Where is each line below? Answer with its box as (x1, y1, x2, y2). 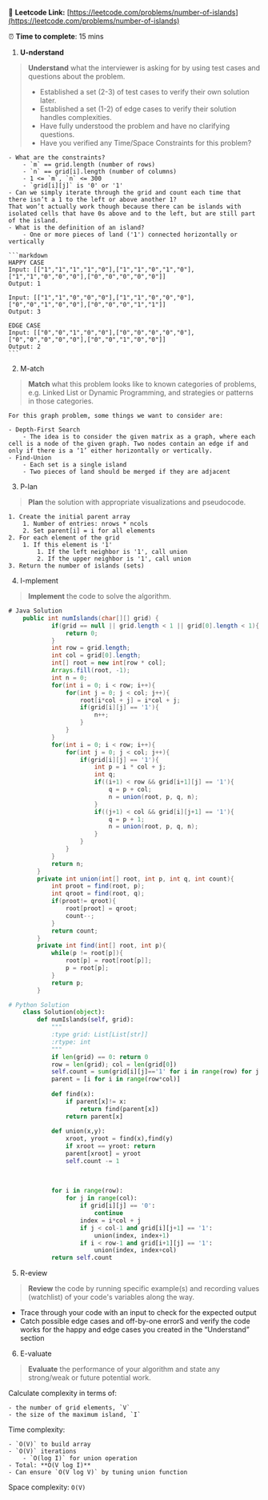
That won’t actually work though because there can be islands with (8, 203, 242, 211)
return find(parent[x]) (79, 1105, 159, 1113)
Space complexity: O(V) (8, 1482, 86, 1492)
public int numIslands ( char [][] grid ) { (22, 614, 159, 622)
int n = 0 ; (50, 673, 88, 682)
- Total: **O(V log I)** (8, 1462, 91, 1470)
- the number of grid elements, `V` (8, 1404, 130, 1412)
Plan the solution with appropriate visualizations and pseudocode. (27, 497, 246, 507)
